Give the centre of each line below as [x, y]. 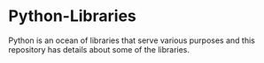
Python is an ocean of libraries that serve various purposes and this [132, 40]
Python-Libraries [72, 16]
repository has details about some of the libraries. [99, 49]
